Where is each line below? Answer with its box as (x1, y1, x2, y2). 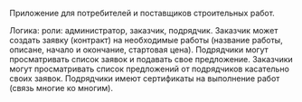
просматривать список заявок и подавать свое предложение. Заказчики (9, 54, 294, 64)
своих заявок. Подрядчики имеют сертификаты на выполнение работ (9, 73, 280, 84)
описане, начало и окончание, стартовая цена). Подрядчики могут (9, 44, 269, 55)
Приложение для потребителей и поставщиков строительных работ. (9, 8, 276, 18)
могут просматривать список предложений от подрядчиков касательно (9, 63, 289, 74)
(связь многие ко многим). (9, 83, 113, 93)
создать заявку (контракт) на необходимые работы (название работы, (9, 35, 283, 45)
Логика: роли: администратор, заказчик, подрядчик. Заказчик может (9, 25, 278, 35)
